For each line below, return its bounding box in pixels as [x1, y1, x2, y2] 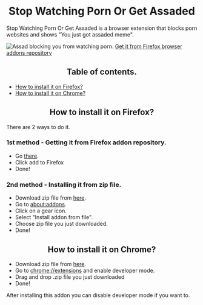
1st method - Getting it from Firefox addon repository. [6, 138, 167, 147]
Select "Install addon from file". [15, 214, 93, 221]
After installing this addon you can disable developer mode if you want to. [6, 291, 190, 299]
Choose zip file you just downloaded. [15, 220, 108, 228]
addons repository [6, 49, 53, 56]
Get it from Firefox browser [115, 43, 183, 50]
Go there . [15, 152, 39, 160]
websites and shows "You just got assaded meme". [6, 30, 135, 38]
